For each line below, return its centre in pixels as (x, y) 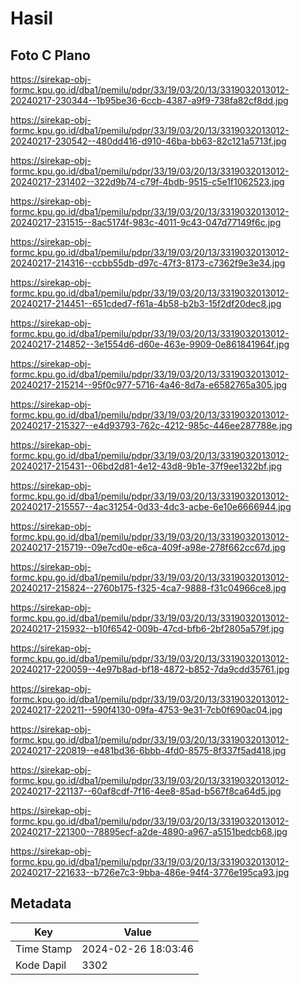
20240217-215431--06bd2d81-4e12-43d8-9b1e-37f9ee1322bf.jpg (146, 466)
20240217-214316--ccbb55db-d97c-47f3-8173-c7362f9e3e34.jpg (148, 263)
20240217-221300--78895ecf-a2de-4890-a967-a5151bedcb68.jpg (149, 831)
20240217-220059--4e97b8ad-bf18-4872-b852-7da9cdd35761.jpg (150, 669)
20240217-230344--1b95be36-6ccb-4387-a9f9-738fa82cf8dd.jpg (149, 100)
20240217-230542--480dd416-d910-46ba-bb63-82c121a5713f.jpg (148, 141)
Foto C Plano (50, 55)
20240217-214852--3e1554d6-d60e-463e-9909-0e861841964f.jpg (150, 344)
